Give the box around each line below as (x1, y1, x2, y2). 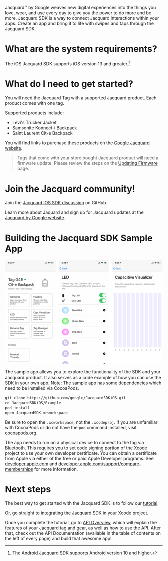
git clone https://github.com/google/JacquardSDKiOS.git (5, 396, 126, 401)
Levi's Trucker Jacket (12, 119, 57, 125)
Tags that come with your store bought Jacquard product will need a (17, 155, 159, 161)
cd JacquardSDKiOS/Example (5, 401, 61, 406)
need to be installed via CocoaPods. (5, 385, 79, 391)
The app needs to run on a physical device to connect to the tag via (5, 440, 144, 446)
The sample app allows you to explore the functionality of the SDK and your (5, 369, 161, 375)
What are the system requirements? (5, 43, 157, 55)
